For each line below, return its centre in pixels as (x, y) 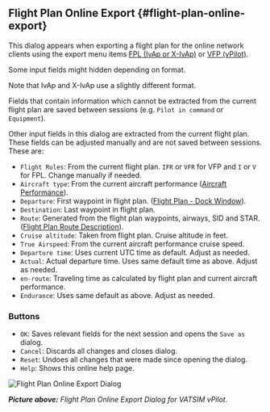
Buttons (24, 316)
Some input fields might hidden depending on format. (97, 69)
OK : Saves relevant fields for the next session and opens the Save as (133, 334)
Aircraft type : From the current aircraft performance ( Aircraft (123, 183)
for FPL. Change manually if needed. (81, 175)
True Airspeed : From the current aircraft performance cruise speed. (132, 244)
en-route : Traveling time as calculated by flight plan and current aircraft (139, 278)
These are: (26, 151)
